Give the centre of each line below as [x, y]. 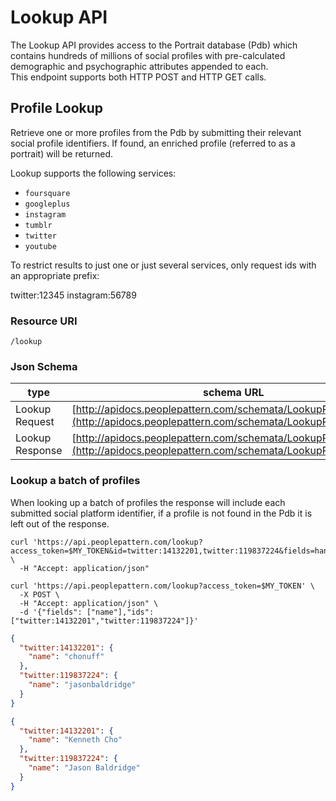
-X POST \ [39, 594]
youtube [40, 246]
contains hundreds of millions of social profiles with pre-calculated [148, 55]
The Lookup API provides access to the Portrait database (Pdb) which [154, 45]
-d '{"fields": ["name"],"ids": [87, 612]
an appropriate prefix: [55, 275]
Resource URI [44, 321]
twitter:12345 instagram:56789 [73, 295]
